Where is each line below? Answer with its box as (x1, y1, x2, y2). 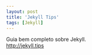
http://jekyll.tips (6, 42, 44, 49)
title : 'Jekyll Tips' (6, 14, 60, 20)
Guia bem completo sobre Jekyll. (6, 36, 87, 43)
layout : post (6, 8, 38, 15)
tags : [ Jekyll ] (6, 20, 44, 25)
